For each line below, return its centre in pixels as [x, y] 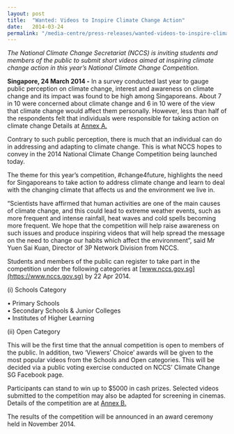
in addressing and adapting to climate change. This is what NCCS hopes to [115, 147]
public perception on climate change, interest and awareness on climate [111, 89]
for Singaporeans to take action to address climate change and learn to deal [116, 183]
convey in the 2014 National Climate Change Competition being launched [112, 154]
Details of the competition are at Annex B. [67, 403]
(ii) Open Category [34, 331]
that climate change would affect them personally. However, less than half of [117, 111]
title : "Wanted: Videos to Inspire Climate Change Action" [96, 20]
